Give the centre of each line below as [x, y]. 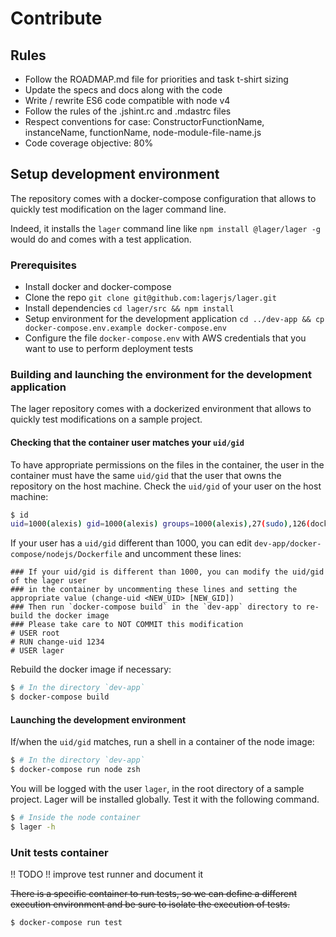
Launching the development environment [98, 719]
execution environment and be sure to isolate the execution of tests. [150, 904]
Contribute [56, 18]
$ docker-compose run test [66, 923]
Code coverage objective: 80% [89, 143]
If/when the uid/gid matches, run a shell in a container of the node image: [162, 742]
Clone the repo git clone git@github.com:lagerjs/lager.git [150, 298]
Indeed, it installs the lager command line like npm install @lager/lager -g [166, 228]
